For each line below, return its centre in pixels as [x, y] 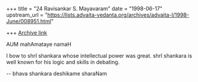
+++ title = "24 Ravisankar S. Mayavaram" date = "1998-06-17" [85, 9]
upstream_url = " [27, 15]
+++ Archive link [27, 33]
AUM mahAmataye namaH [39, 44]
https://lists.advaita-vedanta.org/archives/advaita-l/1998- [118, 15]
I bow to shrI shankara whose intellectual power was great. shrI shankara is [99, 56]
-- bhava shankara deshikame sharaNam [57, 73]
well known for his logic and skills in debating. [63, 62]
